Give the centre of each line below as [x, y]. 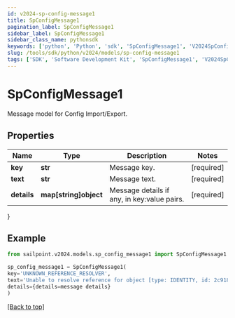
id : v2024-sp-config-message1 [51, 14]
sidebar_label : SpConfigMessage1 [56, 33]
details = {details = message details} [59, 286]
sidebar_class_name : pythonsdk [53, 40]
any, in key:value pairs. [147, 199]
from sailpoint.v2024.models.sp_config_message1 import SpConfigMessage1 [117, 254]
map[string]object [72, 194]
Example [27, 238]
